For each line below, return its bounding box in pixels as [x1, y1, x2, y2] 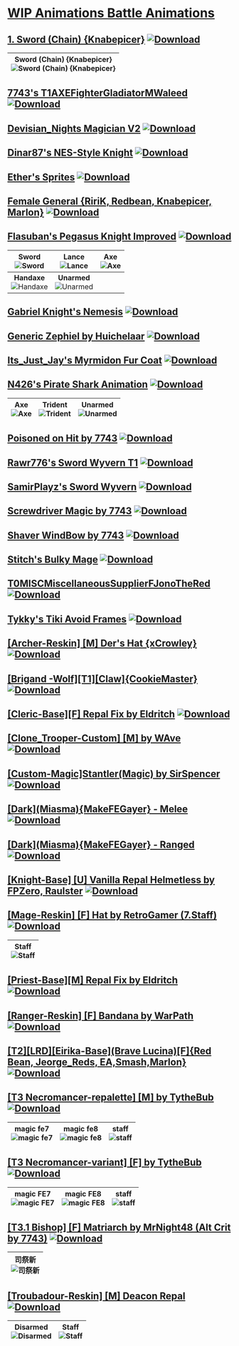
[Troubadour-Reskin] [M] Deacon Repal [7, 1290, 186, 1302]
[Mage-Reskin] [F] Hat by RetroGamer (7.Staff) [7, 909, 217, 921]
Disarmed [14, 1322, 48, 1332]
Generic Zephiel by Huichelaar [7, 330, 145, 342]
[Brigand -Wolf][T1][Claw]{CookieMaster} [7, 672, 198, 685]
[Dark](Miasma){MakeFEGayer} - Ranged [7, 838, 195, 851]
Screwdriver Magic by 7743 [7, 505, 132, 518]
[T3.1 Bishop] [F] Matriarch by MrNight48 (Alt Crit [7, 1221, 231, 1233]
